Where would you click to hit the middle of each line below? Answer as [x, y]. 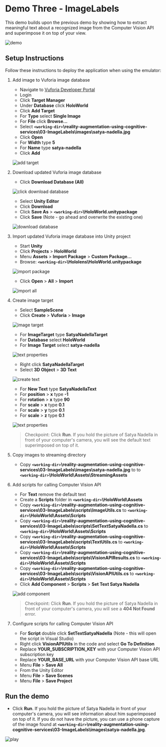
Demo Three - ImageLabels [62, 9]
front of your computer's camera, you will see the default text [87, 440]
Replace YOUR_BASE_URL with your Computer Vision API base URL [89, 659]
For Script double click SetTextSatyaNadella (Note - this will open [88, 633]
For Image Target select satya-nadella [60, 345]
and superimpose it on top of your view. [46, 33]
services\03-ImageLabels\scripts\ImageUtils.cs [71, 510]
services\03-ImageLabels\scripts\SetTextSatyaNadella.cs [81, 526]
